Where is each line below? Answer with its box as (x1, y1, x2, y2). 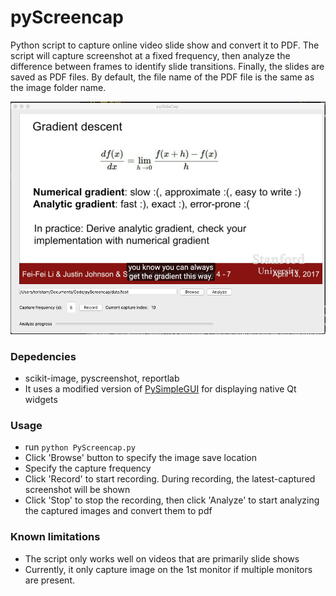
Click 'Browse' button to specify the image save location (24, 452, 257, 464)
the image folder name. (10, 81, 107, 93)
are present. (24, 574, 76, 586)
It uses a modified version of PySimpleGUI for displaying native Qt (24, 382, 297, 395)
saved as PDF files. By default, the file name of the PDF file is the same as (10, 71, 315, 83)
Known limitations (10, 530, 101, 544)
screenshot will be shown (24, 484, 131, 496)
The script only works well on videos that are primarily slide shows (24, 552, 300, 565)
